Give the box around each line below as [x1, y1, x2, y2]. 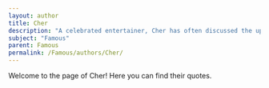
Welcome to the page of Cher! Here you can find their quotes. [8, 71, 212, 80]
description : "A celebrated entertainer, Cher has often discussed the [8, 26, 252, 34]
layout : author [8, 11, 59, 20]
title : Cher [8, 19, 48, 27]
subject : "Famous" [8, 34, 70, 42]
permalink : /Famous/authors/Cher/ [8, 49, 124, 57]
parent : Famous [8, 42, 59, 50]
